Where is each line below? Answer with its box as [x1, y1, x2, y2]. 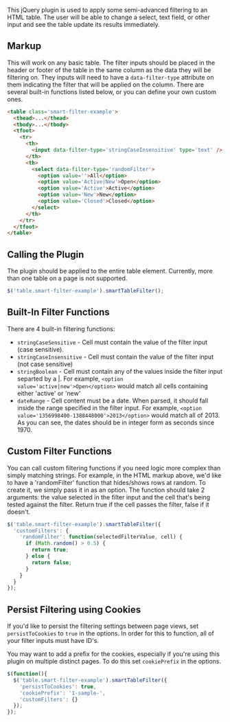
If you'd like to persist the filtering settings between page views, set [7, 622, 199, 631]
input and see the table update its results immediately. [7, 21, 160, 28]
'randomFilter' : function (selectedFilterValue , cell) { [19, 534, 183, 541]
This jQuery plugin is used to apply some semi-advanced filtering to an [7, 6, 208, 14]
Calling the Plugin [7, 249, 84, 260]
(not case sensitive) [16, 360, 73, 368]
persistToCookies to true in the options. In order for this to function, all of [7, 629, 214, 638]
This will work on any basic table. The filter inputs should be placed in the [7, 58, 216, 67]
